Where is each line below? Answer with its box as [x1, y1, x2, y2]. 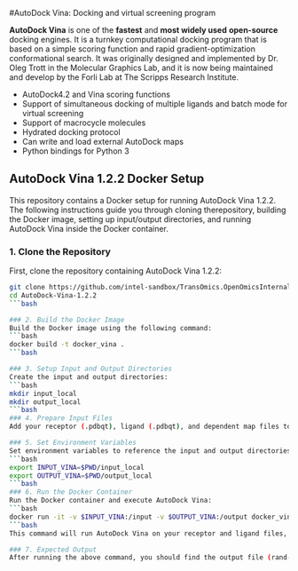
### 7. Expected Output [9, 545, 98, 554]
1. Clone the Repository [9, 245, 111, 258]
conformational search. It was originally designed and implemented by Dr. [9, 53, 279, 63]
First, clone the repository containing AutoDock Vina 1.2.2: [9, 266, 222, 276]
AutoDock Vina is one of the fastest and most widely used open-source [9, 25, 278, 35]
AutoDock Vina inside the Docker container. [9, 223, 169, 234]
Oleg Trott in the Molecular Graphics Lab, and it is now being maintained [9, 62, 273, 73]
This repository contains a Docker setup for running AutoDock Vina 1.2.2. [9, 194, 277, 205]
